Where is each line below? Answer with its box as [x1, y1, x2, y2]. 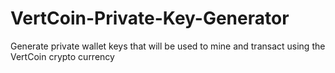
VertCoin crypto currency [10, 50, 115, 62]
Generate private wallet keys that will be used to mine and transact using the [10, 40, 326, 52]
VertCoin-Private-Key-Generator [10, 7, 290, 30]
